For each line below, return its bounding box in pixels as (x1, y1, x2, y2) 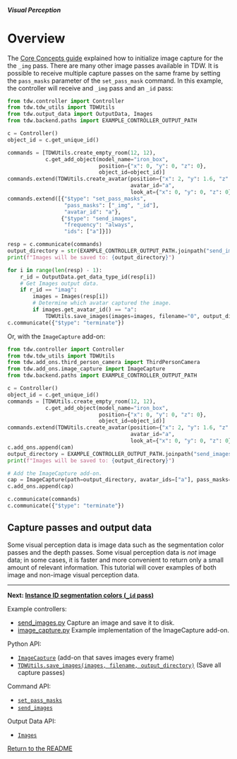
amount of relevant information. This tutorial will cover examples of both (7, 563, 217, 572)
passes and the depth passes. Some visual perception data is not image (7, 548, 217, 556)
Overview (7, 30, 66, 46)
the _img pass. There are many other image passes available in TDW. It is (7, 61, 219, 70)
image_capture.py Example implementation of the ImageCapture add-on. (17, 625, 229, 634)
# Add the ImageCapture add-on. (7, 470, 102, 477)
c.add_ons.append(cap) (7, 483, 74, 490)
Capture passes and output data (7, 522, 152, 534)
